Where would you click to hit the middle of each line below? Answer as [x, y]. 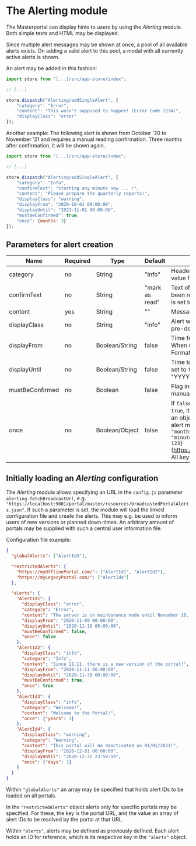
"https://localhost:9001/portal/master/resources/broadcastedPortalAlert [98, 504]
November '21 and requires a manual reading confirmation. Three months [94, 139]
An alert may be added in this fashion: [52, 68]
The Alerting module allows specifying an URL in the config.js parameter [94, 492]
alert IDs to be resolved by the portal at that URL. [65, 820]
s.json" [15, 510]
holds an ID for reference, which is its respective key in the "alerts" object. [97, 837]
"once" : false [39, 637]
